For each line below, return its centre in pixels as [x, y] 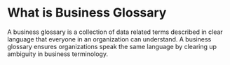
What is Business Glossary [87, 13]
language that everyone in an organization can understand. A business [109, 39]
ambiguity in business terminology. [58, 54]
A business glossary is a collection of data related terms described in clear [115, 32]
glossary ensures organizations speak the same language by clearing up [112, 46]
